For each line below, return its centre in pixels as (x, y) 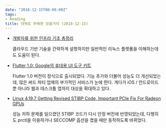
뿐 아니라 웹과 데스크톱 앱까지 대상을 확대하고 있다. (61, 89)
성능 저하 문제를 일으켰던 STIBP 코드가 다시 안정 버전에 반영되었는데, (79, 114)
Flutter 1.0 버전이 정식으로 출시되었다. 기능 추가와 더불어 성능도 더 (76, 76)
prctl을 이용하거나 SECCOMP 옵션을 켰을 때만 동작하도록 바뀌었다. (82, 120)
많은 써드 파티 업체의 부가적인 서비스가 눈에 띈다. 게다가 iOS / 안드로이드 (89, 82)
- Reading (15, 19)
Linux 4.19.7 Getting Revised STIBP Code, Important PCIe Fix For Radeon (86, 98)
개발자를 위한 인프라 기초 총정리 (43, 38)
